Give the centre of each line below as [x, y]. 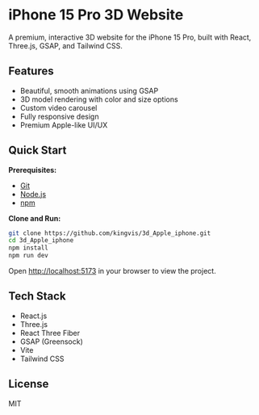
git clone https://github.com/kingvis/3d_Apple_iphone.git [110, 233]
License [29, 384]
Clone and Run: [35, 218]
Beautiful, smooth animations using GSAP [89, 90]
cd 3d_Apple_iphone [41, 241]
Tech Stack [37, 296]
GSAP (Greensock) [51, 342]
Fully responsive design [59, 116]
